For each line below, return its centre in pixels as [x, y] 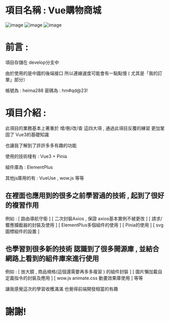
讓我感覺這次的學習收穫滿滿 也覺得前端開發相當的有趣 [62, 289]
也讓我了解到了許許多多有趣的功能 [41, 145]
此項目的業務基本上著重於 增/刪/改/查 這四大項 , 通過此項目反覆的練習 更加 [83, 128]
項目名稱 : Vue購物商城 [53, 10]
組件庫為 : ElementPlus [29, 167]
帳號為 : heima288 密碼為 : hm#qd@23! [47, 90]
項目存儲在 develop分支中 [32, 62]
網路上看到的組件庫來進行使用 [52, 259]
